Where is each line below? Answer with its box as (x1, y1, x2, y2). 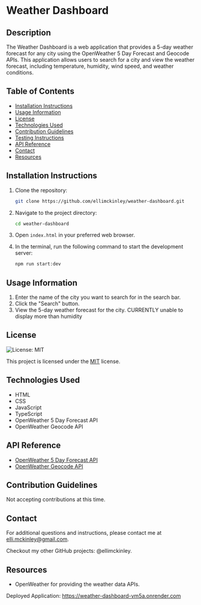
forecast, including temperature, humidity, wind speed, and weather (6, 62, 174, 70)
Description (6, 28, 51, 38)
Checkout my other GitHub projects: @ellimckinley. (6, 547, 132, 555)
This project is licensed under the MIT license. (6, 358, 121, 365)
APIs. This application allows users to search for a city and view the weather (6, 56, 195, 63)
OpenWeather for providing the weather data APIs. (14, 580, 140, 588)
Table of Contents (6, 86, 75, 97)
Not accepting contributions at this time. (6, 496, 106, 503)
